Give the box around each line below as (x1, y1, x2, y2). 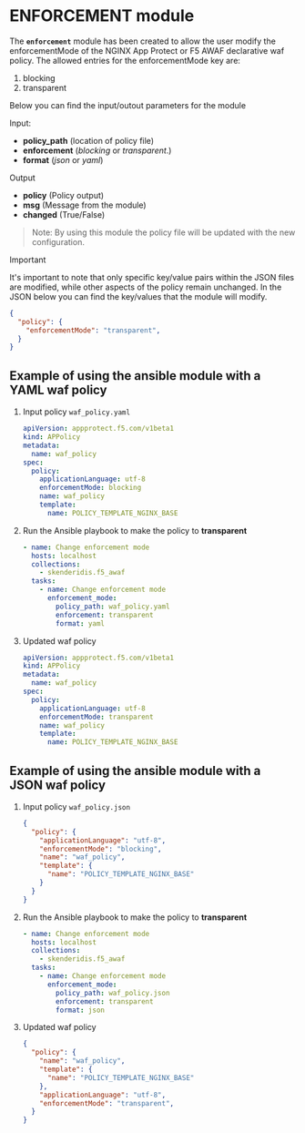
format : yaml (56, 618, 105, 628)
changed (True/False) (22, 209, 106, 219)
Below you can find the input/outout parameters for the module (9, 99, 247, 110)
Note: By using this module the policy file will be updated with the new (31, 227, 296, 238)
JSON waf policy (9, 777, 107, 792)
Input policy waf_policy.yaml (22, 406, 130, 417)
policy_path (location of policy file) (22, 135, 155, 146)
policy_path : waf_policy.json (56, 988, 170, 997)
